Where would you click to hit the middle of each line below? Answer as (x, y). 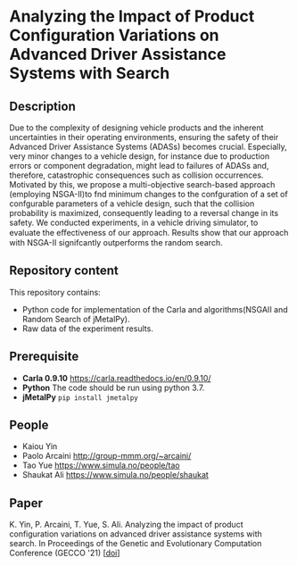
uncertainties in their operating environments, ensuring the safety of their (144, 137)
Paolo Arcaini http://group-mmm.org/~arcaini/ (107, 456)
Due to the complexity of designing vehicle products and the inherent (136, 128)
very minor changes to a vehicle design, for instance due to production (140, 156)
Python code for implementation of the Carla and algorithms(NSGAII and (155, 309)
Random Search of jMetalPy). (76, 319)
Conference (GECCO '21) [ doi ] (65, 553)
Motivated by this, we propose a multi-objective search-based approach (142, 184)
